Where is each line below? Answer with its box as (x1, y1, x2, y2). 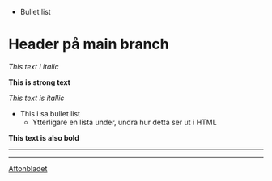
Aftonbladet (8, 163, 48, 173)
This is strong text (8, 77, 71, 87)
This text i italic (8, 61, 59, 71)
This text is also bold (8, 133, 79, 142)
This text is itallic (8, 93, 65, 103)
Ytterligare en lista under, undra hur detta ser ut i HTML (32, 117, 217, 127)
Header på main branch (8, 36, 170, 53)
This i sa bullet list (19, 108, 81, 118)
